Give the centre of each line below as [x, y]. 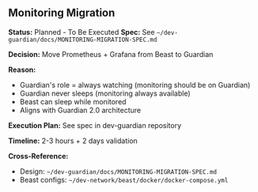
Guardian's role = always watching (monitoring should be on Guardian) [135, 85]
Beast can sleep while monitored [73, 101]
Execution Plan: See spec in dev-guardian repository [95, 125]
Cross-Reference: [38, 156]
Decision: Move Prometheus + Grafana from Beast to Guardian [111, 54]
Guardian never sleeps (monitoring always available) [105, 93]
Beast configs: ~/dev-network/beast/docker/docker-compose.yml [124, 179]
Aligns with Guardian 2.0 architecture [80, 110]
